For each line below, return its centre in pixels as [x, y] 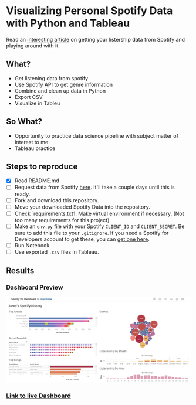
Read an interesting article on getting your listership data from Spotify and [96, 39]
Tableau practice [35, 148]
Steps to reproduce [42, 166]
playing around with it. [33, 46]
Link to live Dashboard [39, 396]
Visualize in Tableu [37, 103]
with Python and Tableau [68, 23]
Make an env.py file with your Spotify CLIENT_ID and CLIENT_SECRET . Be [99, 226]
